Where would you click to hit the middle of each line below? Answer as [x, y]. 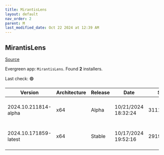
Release [101, 92]
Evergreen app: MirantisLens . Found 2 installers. [54, 68]
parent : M [15, 23]
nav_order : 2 [18, 19]
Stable [98, 136]
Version [30, 92]
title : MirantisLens [26, 10]
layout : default [21, 14]
